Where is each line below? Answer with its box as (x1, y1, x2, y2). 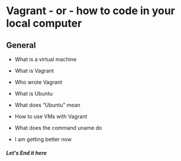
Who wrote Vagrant (14, 78, 63, 86)
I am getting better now (14, 136, 72, 143)
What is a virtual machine (14, 56, 77, 63)
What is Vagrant (14, 67, 54, 74)
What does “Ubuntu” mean (14, 101, 81, 109)
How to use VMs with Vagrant (14, 113, 88, 120)
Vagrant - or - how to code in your (6, 4, 176, 18)
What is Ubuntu (14, 90, 53, 97)
